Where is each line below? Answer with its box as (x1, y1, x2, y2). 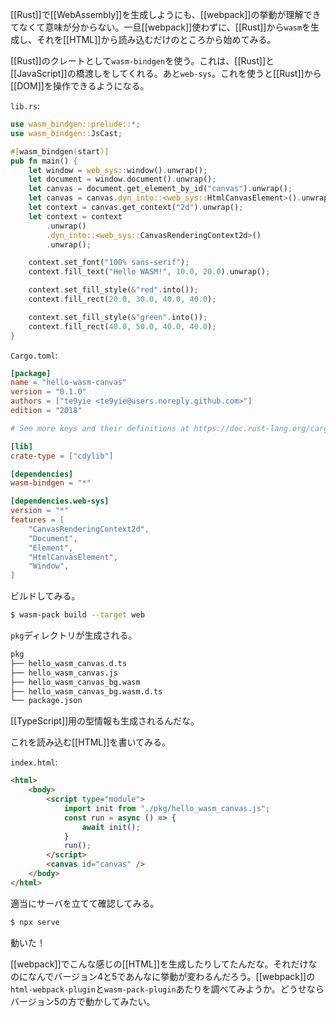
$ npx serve (10, 917, 60, 927)
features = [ (10, 515, 65, 525)
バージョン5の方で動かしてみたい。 (10, 995, 156, 1007)
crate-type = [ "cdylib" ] (10, 451, 114, 461)
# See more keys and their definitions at (10, 423, 190, 433)
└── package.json (10, 696, 83, 706)
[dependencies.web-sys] (10, 496, 110, 507)
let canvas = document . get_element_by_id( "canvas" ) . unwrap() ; (28, 184, 293, 194)
